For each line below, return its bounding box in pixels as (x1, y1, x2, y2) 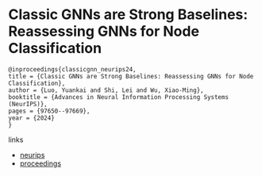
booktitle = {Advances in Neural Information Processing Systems (8, 93, 229, 101)
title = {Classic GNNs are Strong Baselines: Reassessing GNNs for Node (8, 72, 254, 80)
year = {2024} (8, 113, 56, 122)
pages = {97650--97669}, (8, 107, 91, 115)
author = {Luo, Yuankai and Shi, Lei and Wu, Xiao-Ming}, (8, 86, 204, 94)
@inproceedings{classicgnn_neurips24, (8, 65, 137, 73)
